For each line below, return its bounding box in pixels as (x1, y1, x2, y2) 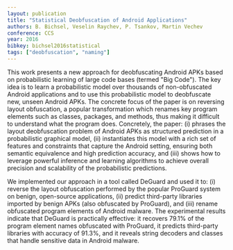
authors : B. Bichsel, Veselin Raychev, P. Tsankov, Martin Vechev (7, 23, 203, 30)
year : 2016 (7, 36, 39, 43)
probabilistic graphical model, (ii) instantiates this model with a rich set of (7, 134, 216, 142)
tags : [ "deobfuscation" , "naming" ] (7, 49, 110, 56)
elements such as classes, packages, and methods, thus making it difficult (7, 112, 220, 120)
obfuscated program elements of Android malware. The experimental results (7, 206, 226, 215)
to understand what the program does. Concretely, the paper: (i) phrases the (7, 119, 226, 128)
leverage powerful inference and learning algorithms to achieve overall (7, 156, 209, 165)
